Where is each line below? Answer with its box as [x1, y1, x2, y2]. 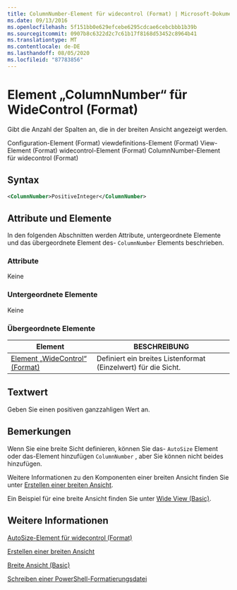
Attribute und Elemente [7, 212, 111, 224]
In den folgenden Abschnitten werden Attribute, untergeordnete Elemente [7, 231, 221, 240]
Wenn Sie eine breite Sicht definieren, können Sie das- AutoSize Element [7, 444, 219, 452]
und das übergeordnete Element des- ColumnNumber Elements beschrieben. [7, 239, 224, 247]
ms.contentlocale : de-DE [7, 43, 80, 50]
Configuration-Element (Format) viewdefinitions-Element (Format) [7, 138, 199, 147]
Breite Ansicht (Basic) [7, 560, 71, 569]
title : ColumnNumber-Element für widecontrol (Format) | [7, 10, 178, 18]
